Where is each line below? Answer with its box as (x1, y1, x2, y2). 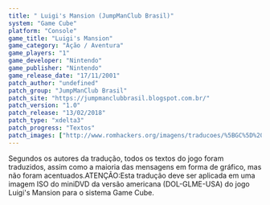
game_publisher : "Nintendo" (8, 64, 103, 72)
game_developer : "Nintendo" (8, 57, 103, 65)
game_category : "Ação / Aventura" (8, 42, 125, 50)
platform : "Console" (8, 27, 78, 35)
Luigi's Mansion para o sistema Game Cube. (8, 187, 155, 197)
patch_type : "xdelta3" (8, 117, 84, 125)
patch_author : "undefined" (8, 79, 99, 87)
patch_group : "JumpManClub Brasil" (8, 86, 128, 95)
